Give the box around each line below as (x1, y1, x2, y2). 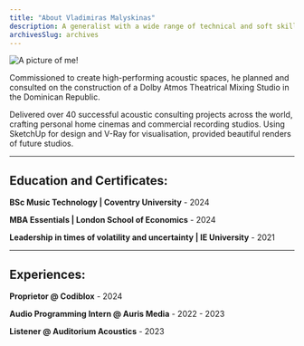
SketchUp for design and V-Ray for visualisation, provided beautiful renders (9, 129, 291, 139)
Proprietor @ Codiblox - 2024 (9, 291, 123, 302)
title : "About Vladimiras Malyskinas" (9, 13, 156, 23)
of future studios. (9, 138, 74, 149)
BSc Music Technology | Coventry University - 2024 (9, 197, 210, 208)
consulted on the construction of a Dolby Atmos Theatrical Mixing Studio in (9, 82, 290, 93)
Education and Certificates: (9, 173, 168, 188)
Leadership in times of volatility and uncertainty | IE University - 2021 (9, 232, 276, 243)
